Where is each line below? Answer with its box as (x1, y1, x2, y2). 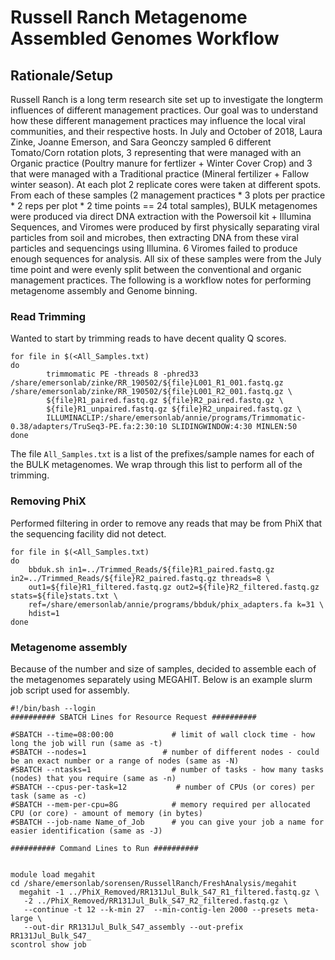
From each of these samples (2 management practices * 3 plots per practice (10, 189, 326, 201)
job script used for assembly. (10, 684, 130, 696)
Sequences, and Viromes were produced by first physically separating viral (10, 221, 320, 233)
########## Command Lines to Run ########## (10, 843, 199, 853)
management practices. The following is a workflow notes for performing (10, 274, 312, 286)
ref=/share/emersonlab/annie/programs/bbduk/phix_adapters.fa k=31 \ (28, 599, 325, 610)
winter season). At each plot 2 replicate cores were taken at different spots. (10, 179, 322, 190)
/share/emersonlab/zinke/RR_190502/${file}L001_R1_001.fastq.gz (10, 378, 284, 388)
